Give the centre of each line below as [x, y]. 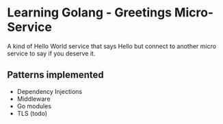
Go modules [34, 106]
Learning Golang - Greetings [90, 13]
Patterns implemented [55, 75]
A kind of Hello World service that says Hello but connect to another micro [112, 46]
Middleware [34, 99]
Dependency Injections [50, 91]
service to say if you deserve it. [51, 53]
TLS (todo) [32, 113]
